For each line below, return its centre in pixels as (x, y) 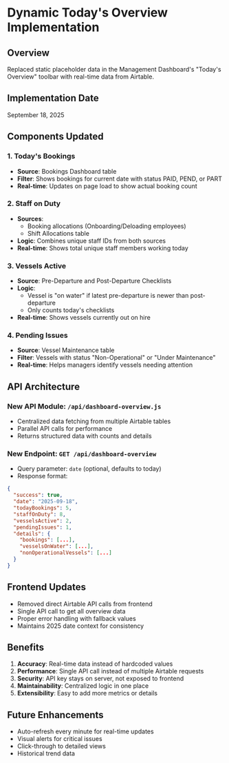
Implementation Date (53, 98)
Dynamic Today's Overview (88, 13)
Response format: (42, 476)
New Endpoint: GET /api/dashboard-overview (82, 454)
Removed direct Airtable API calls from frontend (85, 604)
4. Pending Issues (37, 336)
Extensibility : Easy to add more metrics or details (87, 693)
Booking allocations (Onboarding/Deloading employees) (107, 226)
